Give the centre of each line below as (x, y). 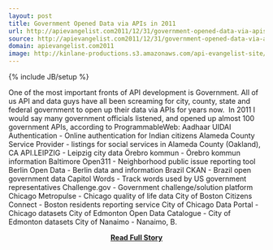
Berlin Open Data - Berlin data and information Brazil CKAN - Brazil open (130, 170)
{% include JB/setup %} (49, 77)
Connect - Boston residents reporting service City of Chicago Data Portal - (133, 205)
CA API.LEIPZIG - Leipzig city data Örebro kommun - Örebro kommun (125, 153)
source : (22, 39)
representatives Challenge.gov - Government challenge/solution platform (131, 187)
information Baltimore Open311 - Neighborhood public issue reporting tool (132, 162)
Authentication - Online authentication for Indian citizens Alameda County (132, 136)
